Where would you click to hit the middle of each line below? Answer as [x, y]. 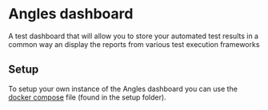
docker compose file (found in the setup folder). [87, 97]
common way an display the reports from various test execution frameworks [134, 44]
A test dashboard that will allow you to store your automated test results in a [133, 36]
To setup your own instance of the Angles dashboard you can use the [123, 88]
